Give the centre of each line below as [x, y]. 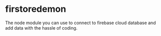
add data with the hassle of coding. [41, 28]
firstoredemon [36, 9]
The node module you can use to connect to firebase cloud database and [80, 23]
